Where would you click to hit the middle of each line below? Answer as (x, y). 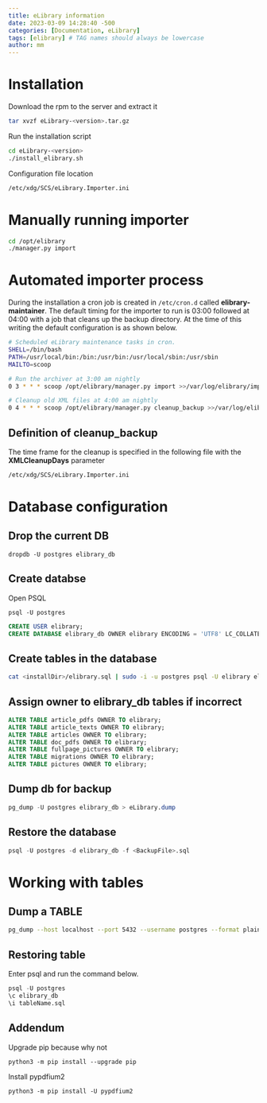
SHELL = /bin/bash (35, 350)
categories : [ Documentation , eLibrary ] (74, 30)
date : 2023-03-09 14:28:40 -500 (62, 23)
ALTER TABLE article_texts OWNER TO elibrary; (87, 727)
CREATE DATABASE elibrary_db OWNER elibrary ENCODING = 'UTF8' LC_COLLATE (135, 634)
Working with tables (76, 882)
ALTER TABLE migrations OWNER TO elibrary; (81, 757)
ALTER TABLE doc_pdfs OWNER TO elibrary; (78, 742)
